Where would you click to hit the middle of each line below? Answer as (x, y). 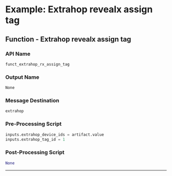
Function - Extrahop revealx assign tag (68, 39)
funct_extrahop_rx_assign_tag (38, 64)
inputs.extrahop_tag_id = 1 (35, 139)
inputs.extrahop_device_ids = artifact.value (55, 135)
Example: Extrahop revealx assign (79, 9)
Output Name (22, 77)
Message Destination (33, 101)
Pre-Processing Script (34, 124)
